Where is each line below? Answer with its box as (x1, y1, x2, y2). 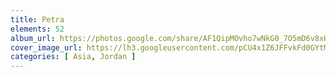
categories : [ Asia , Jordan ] (10, 52, 137, 62)
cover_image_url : (10, 42, 83, 53)
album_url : (10, 33, 56, 43)
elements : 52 (10, 24, 65, 34)
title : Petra (10, 14, 65, 25)
